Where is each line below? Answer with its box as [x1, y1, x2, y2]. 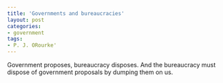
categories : [7, 23, 41, 29]
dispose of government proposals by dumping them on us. [7, 68, 173, 76]
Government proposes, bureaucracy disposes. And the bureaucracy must [7, 61, 216, 69]
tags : [7, 36, 23, 43]
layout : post [7, 16, 45, 23]
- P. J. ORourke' [7, 42, 57, 49]
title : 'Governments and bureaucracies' [7, 10, 125, 17]
